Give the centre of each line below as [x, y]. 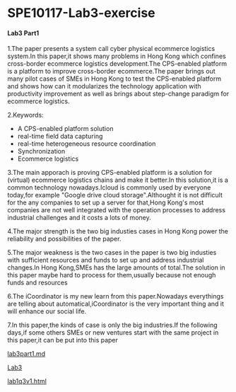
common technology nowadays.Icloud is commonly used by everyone [109, 188]
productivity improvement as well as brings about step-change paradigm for [118, 94]
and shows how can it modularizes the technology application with [104, 86]
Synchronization [41, 151]
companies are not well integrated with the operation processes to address [117, 210]
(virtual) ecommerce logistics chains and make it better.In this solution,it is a [118, 180]
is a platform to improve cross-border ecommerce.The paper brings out [111, 71]
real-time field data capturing [60, 137]
